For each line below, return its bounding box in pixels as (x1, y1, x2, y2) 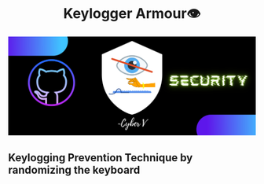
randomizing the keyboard (8, 163, 141, 176)
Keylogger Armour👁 (63, 5, 201, 23)
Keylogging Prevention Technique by (8, 151, 193, 164)
